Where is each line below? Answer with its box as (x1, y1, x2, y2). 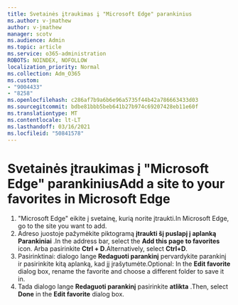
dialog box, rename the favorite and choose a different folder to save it (17, 267, 225, 276)
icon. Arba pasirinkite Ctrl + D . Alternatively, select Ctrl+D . (17, 244, 188, 253)
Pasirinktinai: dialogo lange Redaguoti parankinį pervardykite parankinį (17, 252, 227, 261)
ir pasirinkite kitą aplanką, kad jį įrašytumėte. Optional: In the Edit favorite (17, 259, 231, 268)
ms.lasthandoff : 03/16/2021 (7, 123, 91, 130)
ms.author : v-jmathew (7, 17, 72, 24)
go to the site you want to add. (17, 222, 107, 230)
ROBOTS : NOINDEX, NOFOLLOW (7, 57, 87, 64)
